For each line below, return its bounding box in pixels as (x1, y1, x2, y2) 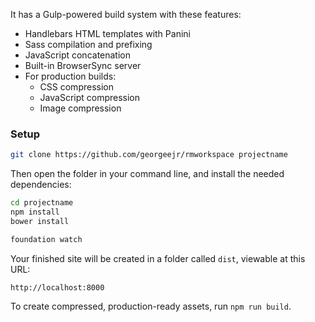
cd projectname (10, 198, 74, 208)
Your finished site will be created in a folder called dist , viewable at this (10, 252, 306, 264)
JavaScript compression (39, 92, 141, 103)
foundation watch (10, 234, 83, 244)
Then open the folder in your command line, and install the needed (10, 168, 285, 180)
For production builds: (24, 70, 117, 82)
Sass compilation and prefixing (24, 39, 153, 50)
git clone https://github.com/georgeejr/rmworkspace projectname (10, 150, 288, 160)
